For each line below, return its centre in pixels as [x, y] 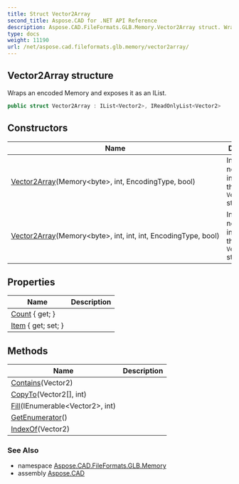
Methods [28, 351]
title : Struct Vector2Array [49, 14]
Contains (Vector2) [42, 383]
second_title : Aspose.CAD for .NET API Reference [83, 21]
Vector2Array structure [60, 76]
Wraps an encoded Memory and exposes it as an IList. [87, 92]
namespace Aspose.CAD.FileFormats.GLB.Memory [92, 466]
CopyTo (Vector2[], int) [49, 394]
